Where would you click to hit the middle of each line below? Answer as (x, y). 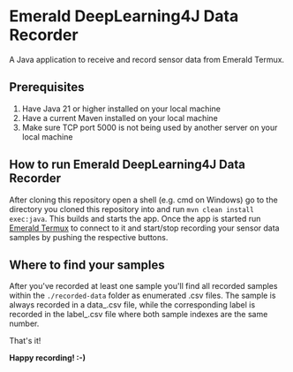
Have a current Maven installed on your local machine (120, 118)
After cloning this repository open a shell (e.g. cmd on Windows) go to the (143, 200)
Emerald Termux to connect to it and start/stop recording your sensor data (144, 228)
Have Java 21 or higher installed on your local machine (121, 109)
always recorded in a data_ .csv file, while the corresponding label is (132, 305)
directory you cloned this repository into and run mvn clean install (131, 209)
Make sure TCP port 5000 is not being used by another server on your (150, 127)
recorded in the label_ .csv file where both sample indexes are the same (139, 315)
